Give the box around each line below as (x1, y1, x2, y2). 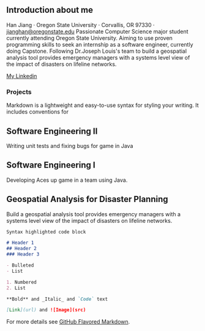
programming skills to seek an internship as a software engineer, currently (6, 41, 194, 48)
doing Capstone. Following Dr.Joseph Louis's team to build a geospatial (6, 47, 187, 55)
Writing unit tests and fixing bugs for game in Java (6, 142, 133, 149)
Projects (6, 87, 32, 96)
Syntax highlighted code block (6, 228, 86, 235)
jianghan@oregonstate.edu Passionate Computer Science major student (6, 28, 188, 35)
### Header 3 (6, 251, 40, 257)
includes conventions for (6, 108, 69, 115)
